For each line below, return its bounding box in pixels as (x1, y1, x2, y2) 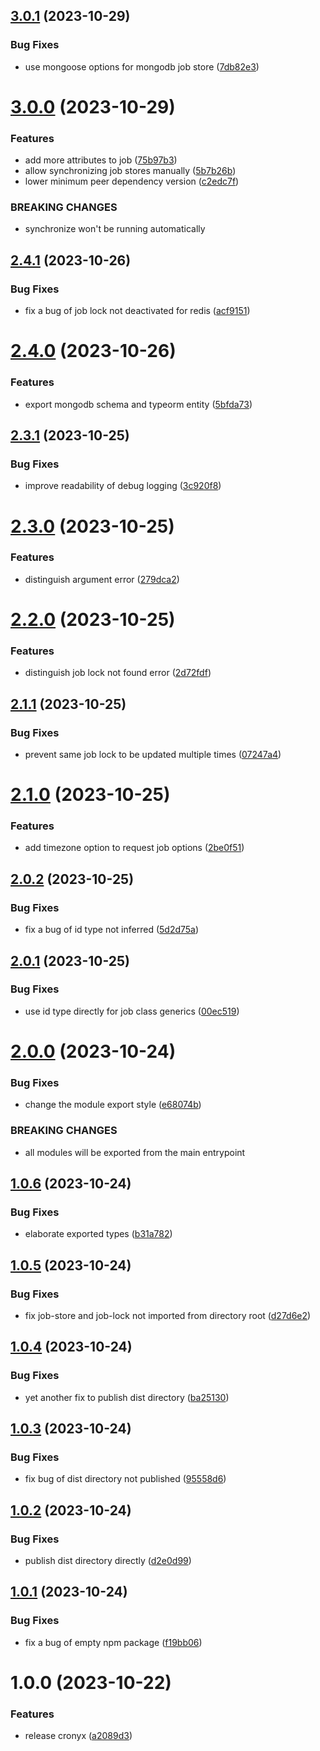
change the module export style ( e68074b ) (24, 1099, 202, 1111)
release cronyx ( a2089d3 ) (24, 1730, 133, 1742)
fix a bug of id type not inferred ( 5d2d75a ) (24, 924, 200, 936)
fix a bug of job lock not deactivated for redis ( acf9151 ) (24, 305, 251, 317)
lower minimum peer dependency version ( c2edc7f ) (24, 175, 240, 188)
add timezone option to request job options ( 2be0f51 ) (24, 842, 245, 854)
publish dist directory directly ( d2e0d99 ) (24, 1555, 192, 1567)
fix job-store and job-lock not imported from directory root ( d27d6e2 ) (24, 1310, 312, 1321)
